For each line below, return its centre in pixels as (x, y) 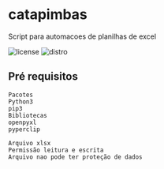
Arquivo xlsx (30, 143)
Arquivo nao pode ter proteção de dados (76, 157)
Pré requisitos (43, 77)
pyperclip (24, 129)
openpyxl (22, 122)
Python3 (21, 101)
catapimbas (48, 15)
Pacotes (21, 95)
